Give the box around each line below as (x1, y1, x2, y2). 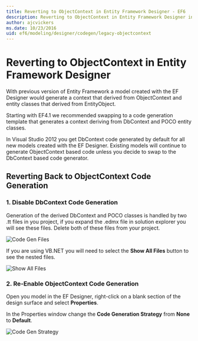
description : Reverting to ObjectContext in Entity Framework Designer (6, 14, 186, 20)
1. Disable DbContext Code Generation (6, 198, 118, 207)
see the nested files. (6, 253, 56, 260)
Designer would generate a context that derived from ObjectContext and (6, 94, 182, 101)
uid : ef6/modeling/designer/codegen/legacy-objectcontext (6, 31, 151, 37)
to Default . (6, 317, 32, 324)
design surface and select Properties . (6, 299, 98, 306)
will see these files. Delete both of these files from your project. (6, 224, 160, 231)
